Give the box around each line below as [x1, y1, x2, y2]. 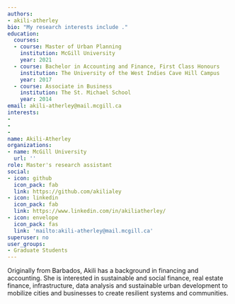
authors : [7, 10, 33, 18]
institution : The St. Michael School [20, 89, 132, 96]
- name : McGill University [7, 148, 87, 156]
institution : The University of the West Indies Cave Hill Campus [20, 69, 220, 76]
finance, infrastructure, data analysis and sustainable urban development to [7, 281, 228, 290]
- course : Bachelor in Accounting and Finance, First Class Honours [13, 63, 220, 70]
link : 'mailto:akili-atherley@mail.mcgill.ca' [13, 227, 154, 234]
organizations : [7, 142, 52, 149]
